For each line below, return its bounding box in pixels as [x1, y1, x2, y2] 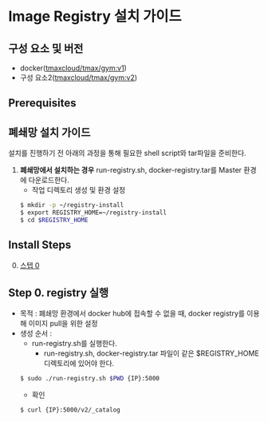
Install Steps [8, 238, 72, 252]
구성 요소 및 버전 [8, 42, 84, 55]
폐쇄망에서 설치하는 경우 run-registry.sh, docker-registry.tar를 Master [19, 165, 242, 175]
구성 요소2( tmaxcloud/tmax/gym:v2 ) [19, 73, 138, 82]
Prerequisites [8, 97, 77, 110]
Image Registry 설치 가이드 [8, 7, 182, 26]
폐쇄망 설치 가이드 [8, 125, 91, 139]
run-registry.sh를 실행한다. [31, 339, 117, 348]
